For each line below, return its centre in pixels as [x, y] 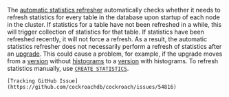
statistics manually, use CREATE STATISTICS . [68, 68]
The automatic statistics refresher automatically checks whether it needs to [114, 10]
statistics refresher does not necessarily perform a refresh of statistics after [115, 46]
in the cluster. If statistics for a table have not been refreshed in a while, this [115, 24]
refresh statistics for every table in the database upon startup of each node [113, 17]
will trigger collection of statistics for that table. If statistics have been [106, 32]
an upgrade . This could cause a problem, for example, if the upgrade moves [115, 54]
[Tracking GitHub [32, 81]
